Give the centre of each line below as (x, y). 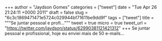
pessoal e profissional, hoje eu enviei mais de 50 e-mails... (65, 33)
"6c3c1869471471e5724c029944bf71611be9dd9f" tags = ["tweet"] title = (80, 18)
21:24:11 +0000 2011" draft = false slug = (46, 12)
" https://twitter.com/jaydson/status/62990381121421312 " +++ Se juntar (78, 28)
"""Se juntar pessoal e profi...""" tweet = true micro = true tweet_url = (76, 23)
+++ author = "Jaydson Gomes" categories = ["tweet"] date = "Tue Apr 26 (81, 7)
